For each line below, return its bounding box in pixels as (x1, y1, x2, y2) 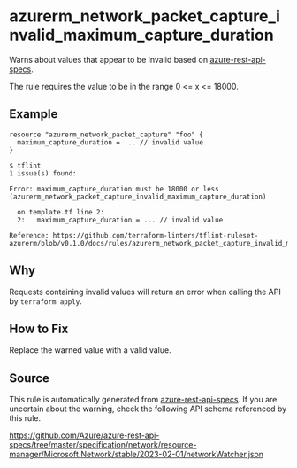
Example (9, 106, 58, 121)
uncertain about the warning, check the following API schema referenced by (9, 403, 287, 414)
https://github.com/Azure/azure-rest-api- (9, 430, 160, 441)
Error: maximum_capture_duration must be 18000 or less (9, 184, 219, 193)
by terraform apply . (9, 295, 82, 307)
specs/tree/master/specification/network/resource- (9, 440, 197, 450)
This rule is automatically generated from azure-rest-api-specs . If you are (9, 394, 278, 405)
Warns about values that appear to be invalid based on (9, 54, 209, 65)
